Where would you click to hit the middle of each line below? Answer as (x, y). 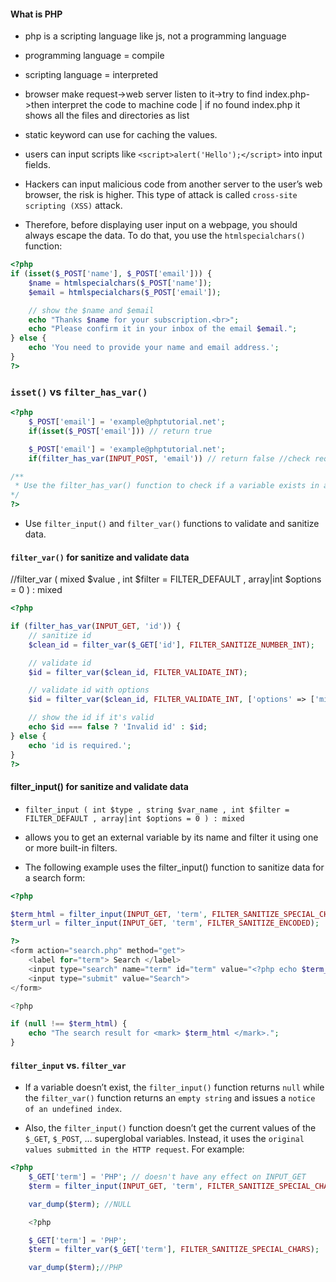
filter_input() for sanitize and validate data (99, 787)
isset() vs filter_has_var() (79, 392)
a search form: (55, 877)
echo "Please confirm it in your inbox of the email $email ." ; (163, 329)
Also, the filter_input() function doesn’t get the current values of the (170, 1128)
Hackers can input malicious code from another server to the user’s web (173, 184)
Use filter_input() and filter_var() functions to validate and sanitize (172, 523)
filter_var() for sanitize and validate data (100, 557)
